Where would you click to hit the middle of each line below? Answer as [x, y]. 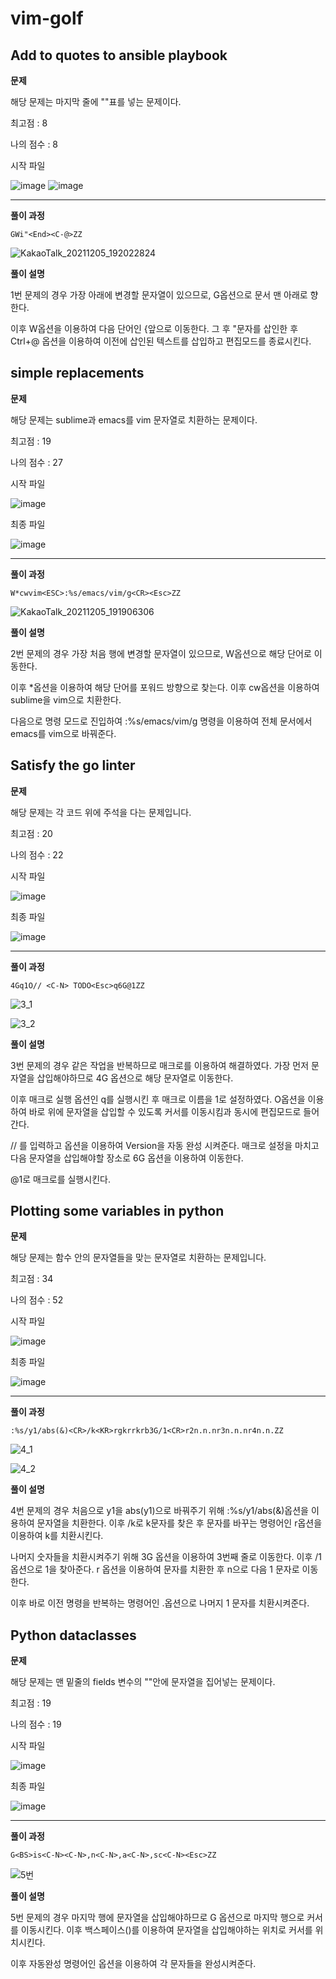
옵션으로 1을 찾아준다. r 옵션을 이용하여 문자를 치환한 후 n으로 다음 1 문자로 [155, 1569]
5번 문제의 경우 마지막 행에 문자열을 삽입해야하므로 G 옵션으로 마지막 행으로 [157, 1918]
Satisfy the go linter [73, 765]
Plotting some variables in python [117, 1211]
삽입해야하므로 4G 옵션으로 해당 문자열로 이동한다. [135, 1078]
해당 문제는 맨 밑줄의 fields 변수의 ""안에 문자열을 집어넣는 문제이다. [143, 1682]
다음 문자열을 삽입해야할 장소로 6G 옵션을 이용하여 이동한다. [127, 1158]
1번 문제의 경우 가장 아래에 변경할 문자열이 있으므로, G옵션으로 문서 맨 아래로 [159, 295]
